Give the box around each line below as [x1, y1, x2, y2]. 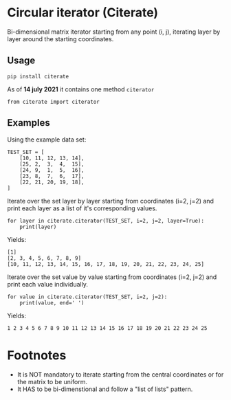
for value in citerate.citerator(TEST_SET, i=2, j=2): [7, 293, 168, 300]
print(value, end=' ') [19, 299, 85, 307]
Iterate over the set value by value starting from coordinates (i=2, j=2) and [7, 273, 217, 281]
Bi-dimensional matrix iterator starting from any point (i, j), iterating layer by [7, 27, 221, 36]
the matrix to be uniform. [16, 377, 88, 386]
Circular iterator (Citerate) [7, 5, 159, 21]
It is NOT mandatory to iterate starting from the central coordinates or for [16, 370, 224, 379]
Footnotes [7, 347, 67, 363]
